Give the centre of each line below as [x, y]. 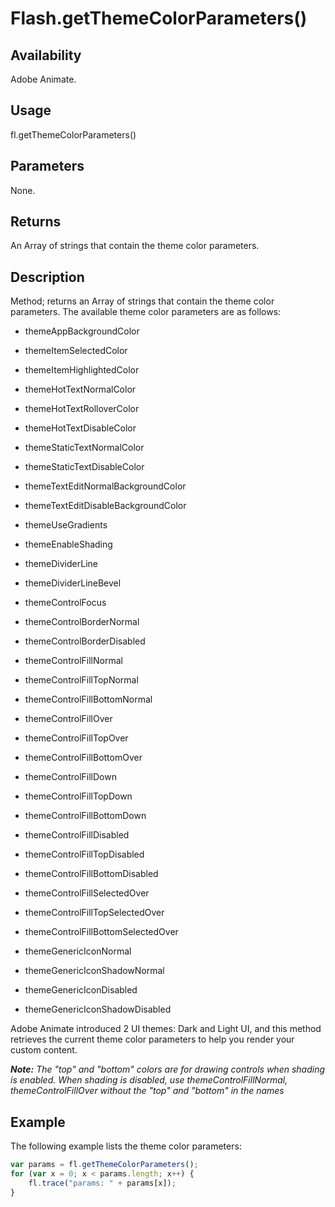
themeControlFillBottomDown [85, 816]
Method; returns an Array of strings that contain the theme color [142, 301]
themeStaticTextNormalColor [84, 448]
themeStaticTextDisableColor [84, 467]
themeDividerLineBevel [73, 583]
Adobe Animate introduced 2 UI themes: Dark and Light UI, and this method [166, 1029]
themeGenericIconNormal [78, 951]
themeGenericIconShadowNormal [94, 971]
